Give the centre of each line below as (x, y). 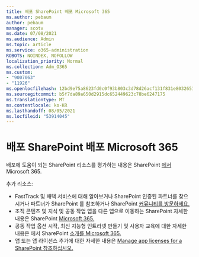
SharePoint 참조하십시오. (44, 248)
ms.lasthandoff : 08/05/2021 (41, 111)
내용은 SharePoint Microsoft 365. (54, 219)
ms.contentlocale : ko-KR (37, 105)
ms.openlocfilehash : (32, 89)
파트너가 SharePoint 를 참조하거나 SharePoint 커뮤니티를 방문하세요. (110, 204)
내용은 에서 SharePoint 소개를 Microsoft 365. (68, 233)
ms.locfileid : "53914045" (38, 116)
